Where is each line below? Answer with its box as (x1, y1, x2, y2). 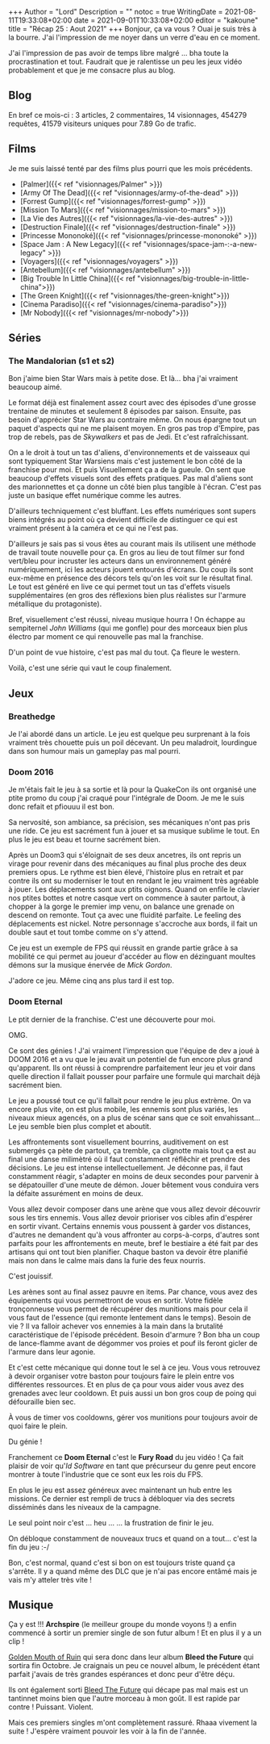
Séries (8, 331, 42, 345)
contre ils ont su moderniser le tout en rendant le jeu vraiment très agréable (8, 876, 260, 886)
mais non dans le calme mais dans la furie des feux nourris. (8, 1255, 206, 1265)
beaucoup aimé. (8, 383, 62, 392)
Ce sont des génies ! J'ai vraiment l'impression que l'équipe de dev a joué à (8, 1045, 260, 1056)
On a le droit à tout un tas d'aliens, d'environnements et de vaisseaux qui (8, 448, 251, 458)
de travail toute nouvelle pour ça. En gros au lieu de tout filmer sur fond (8, 548, 245, 558)
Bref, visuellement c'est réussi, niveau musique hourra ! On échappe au (8, 615, 246, 625)
